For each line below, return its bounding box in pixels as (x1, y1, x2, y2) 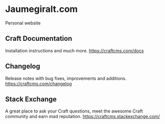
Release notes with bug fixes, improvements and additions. (5, 75, 126, 81)
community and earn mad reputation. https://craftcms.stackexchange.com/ (5, 114, 160, 120)
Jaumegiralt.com (5, 3, 78, 15)
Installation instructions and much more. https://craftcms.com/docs (5, 47, 144, 53)
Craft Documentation (5, 34, 72, 43)
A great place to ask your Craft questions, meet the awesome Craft (5, 108, 143, 114)
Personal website (5, 20, 41, 26)
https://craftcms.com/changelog (5, 81, 72, 87)
